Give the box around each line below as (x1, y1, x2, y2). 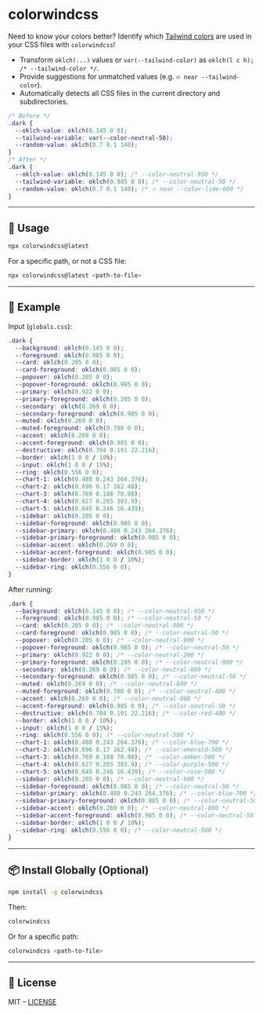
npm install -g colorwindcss (8, 888, 103, 896)
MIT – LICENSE (8, 997, 57, 1006)
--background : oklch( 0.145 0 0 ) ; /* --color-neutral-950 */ (15, 607, 215, 615)
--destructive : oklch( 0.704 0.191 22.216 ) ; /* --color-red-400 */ (15, 709, 236, 717)
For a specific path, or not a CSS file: (8, 257, 127, 266)
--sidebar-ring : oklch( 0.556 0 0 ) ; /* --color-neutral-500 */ (15, 826, 222, 834)
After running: (8, 584, 53, 594)
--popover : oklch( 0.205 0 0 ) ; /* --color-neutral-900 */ (15, 636, 205, 645)
